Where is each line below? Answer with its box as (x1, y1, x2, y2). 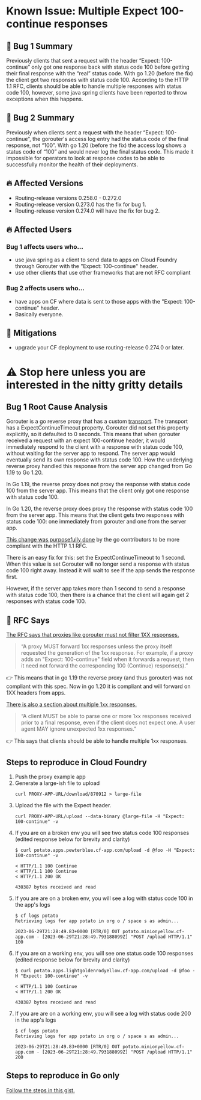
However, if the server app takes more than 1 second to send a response (6, 585, 185, 592)
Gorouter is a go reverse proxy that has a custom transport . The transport (6, 417, 188, 425)
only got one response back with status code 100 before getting (31, 63, 190, 70)
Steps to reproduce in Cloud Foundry (6, 757, 147, 767)
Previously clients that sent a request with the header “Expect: (6, 57, 160, 64)
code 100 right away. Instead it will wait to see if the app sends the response (6, 567, 195, 574)
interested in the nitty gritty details (6, 378, 183, 392)
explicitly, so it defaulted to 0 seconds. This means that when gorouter (6, 431, 181, 438)
